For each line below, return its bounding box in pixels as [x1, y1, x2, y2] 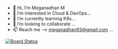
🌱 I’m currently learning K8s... [12, 16, 76, 21]
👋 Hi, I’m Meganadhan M [12, 5, 65, 11]
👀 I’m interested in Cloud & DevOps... [12, 10, 91, 16]
